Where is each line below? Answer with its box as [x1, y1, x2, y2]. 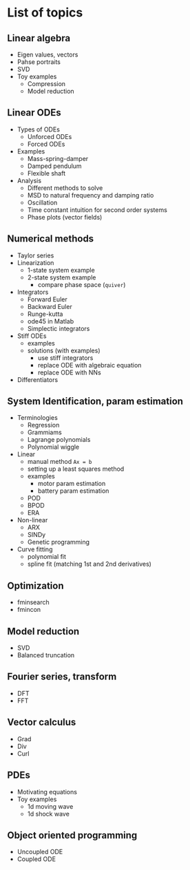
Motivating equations [17, 787, 78, 796]
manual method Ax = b [27, 458, 92, 466]
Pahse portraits [17, 58, 61, 66]
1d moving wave [27, 802, 74, 810]
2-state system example [27, 273, 96, 282]
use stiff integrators [37, 353, 94, 362]
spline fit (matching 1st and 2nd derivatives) [27, 560, 151, 569]
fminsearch [17, 598, 50, 606]
